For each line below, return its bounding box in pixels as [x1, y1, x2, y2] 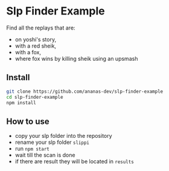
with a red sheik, [14, 42, 56, 49]
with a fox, [14, 48, 41, 55]
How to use [6, 116, 49, 126]
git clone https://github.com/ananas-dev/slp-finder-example [6, 89, 164, 95]
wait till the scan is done [14, 152, 75, 159]
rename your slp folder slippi [14, 138, 89, 146]
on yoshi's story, [14, 36, 56, 43]
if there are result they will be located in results [14, 158, 134, 165]
